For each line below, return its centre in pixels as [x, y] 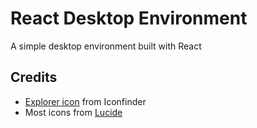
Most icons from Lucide [73, 112]
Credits [34, 77]
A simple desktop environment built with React [106, 46]
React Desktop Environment [129, 18]
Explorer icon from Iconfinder [85, 101]
